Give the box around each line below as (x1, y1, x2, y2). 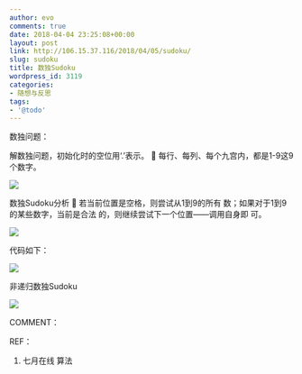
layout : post (9, 38, 59, 48)
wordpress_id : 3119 (9, 72, 83, 81)
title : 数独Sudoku (9, 64, 76, 73)
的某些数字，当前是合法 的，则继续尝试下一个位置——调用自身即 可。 (9, 209, 267, 220)
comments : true (9, 22, 67, 31)
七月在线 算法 (22, 355, 73, 366)
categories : (9, 80, 54, 89)
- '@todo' (9, 105, 47, 114)
